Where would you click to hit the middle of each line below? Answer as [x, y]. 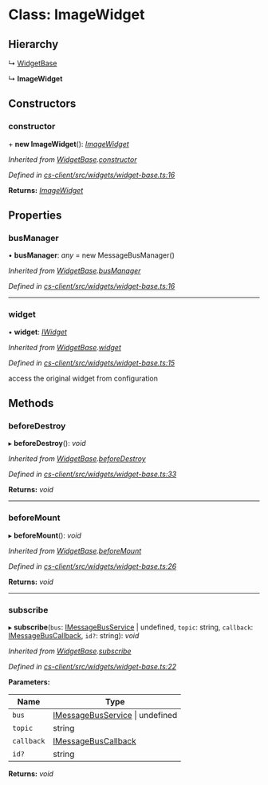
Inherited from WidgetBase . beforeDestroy [77, 459]
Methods [31, 403]
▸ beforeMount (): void [45, 535]
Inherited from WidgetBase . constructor [73, 159]
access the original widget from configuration [83, 378]
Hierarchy [33, 44]
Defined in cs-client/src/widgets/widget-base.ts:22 [93, 666]
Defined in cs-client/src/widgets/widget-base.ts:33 [93, 474]
